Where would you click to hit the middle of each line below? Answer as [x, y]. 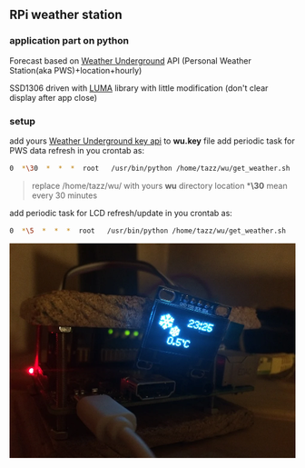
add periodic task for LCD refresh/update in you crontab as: [121, 213]
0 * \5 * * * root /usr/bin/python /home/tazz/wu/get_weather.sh [148, 231]
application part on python [69, 41]
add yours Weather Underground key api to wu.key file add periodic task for [152, 141]
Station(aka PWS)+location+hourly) [76, 70]
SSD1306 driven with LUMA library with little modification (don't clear [139, 88]
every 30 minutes [64, 195]
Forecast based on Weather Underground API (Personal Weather [130, 60]
